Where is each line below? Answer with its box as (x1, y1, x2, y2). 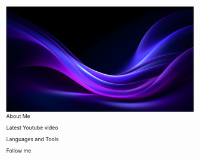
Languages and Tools (6, 135, 60, 142)
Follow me (6, 147, 32, 154)
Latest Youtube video (6, 124, 58, 131)
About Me (6, 112, 31, 119)
